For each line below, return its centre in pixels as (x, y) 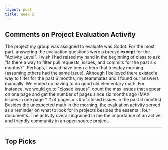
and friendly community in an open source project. (57, 121)
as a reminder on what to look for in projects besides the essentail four (78, 110)
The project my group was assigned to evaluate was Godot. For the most (80, 47)
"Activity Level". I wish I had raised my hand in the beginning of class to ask (83, 57)
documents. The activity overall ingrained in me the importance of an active (83, 116)
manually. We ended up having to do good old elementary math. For (75, 84)
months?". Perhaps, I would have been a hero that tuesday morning (74, 68)
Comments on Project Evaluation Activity (70, 35)
